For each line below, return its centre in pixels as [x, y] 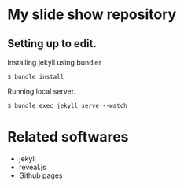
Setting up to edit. [52, 44]
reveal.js [32, 167]
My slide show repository [92, 15]
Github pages [40, 175]
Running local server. [42, 91]
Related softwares [68, 137]
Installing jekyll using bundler [55, 62]
